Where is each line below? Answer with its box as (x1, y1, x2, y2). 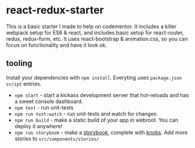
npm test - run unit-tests (14, 104, 74, 111)
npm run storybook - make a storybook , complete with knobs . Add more (14, 129, 188, 136)
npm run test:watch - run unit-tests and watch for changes (14, 110, 157, 117)
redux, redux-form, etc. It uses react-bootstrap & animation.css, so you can (6, 35, 189, 42)
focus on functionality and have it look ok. (6, 42, 107, 49)
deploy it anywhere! (14, 122, 63, 129)
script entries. (6, 80, 42, 87)
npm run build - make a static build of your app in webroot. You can (14, 116, 179, 123)
